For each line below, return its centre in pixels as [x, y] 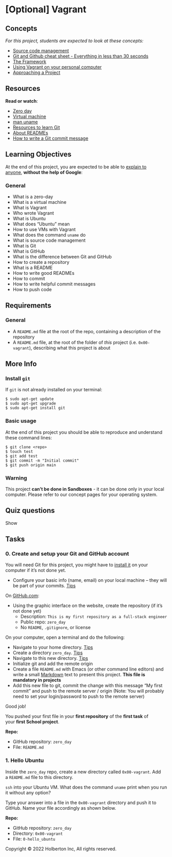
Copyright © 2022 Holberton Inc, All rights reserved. [61, 849]
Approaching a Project [36, 72]
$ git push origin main [31, 465]
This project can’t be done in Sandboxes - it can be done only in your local [85, 489]
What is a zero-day [33, 197]
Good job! [16, 707]
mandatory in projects [37, 680]
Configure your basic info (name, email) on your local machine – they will [90, 580]
